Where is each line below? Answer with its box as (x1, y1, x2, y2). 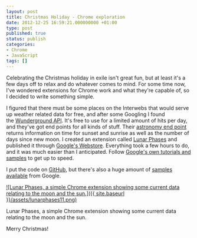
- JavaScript (6, 52, 38, 58)
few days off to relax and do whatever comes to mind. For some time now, (6, 80, 186, 87)
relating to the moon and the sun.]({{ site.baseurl (6, 190, 125, 197)
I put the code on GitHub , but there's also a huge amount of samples (6, 166, 173, 173)
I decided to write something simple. (6, 92, 95, 100)
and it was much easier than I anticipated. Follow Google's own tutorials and (6, 148, 191, 155)
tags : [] (6, 58, 28, 64)
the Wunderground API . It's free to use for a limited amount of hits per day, (6, 117, 188, 124)
